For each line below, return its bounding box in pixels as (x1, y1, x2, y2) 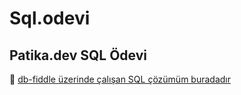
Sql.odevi (9, 7, 91, 30)
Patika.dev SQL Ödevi (9, 47, 147, 64)
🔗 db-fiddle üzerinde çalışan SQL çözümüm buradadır (9, 73, 231, 85)
